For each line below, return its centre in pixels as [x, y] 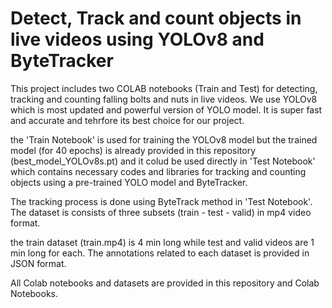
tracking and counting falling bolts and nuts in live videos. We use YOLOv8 [164, 99]
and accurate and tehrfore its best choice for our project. [127, 120]
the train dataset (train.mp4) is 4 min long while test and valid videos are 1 [162, 242]
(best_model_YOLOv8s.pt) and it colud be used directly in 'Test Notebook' [163, 161]
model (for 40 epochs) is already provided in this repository [133, 150]
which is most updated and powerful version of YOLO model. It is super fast [166, 109]
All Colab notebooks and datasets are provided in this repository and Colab [165, 283]
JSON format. [38, 263]
